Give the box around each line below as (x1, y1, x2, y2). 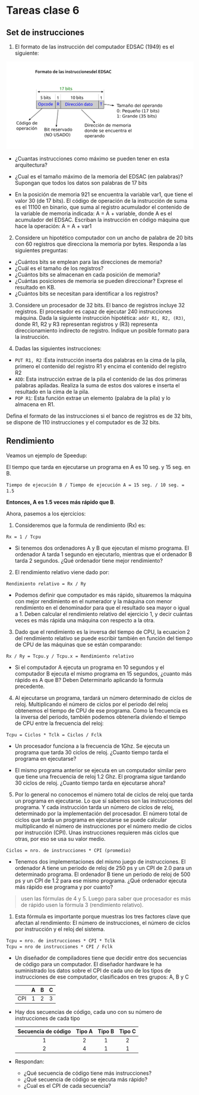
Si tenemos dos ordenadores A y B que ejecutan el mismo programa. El (14, 544, 189, 551)
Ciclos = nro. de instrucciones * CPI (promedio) (6, 847, 132, 853)
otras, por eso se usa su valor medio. (14, 835, 106, 842)
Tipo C (119, 1028, 137, 1035)
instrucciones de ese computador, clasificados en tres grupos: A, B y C (14, 973, 189, 980)
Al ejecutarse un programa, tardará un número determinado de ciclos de (14, 694, 192, 701)
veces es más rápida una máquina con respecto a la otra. (14, 616, 156, 624)
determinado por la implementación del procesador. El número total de (14, 810, 188, 817)
